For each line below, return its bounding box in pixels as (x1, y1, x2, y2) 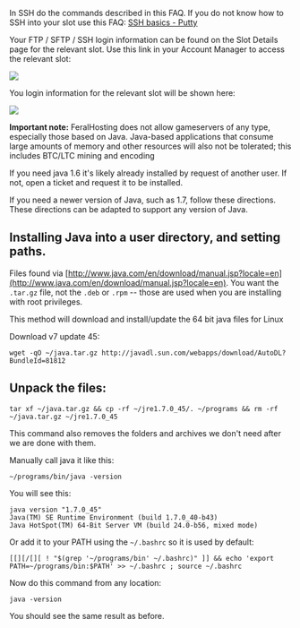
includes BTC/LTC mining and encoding (9, 151, 155, 160)
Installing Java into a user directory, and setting (9, 230, 281, 245)
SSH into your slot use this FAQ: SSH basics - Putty (9, 17, 198, 28)
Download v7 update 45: (9, 331, 100, 341)
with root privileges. (9, 296, 83, 307)
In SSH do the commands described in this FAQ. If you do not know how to (9, 8, 284, 18)
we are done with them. (9, 437, 97, 448)
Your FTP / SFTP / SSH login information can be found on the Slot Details (9, 35, 279, 45)
